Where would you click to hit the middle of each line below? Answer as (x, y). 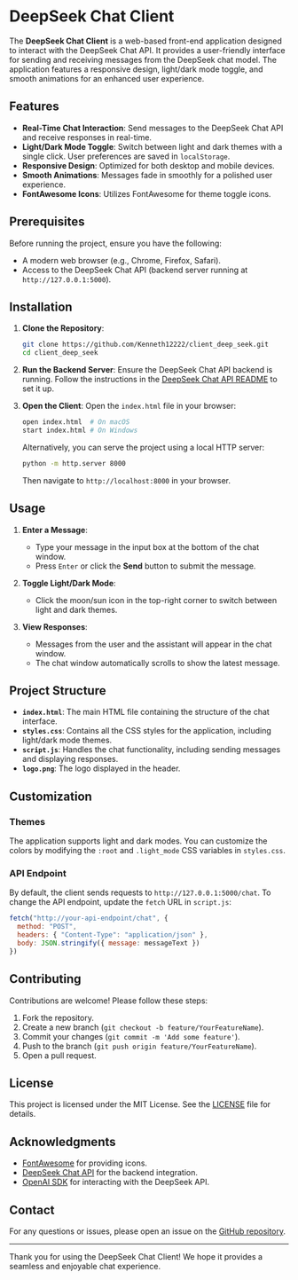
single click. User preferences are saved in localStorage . (126, 156)
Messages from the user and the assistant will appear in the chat (153, 644)
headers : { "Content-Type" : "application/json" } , (113, 935)
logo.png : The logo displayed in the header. (101, 768)
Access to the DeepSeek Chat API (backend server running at (135, 270)
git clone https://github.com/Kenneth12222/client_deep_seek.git (145, 345)
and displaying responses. (70, 759)
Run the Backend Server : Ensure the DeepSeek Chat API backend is (147, 370)
